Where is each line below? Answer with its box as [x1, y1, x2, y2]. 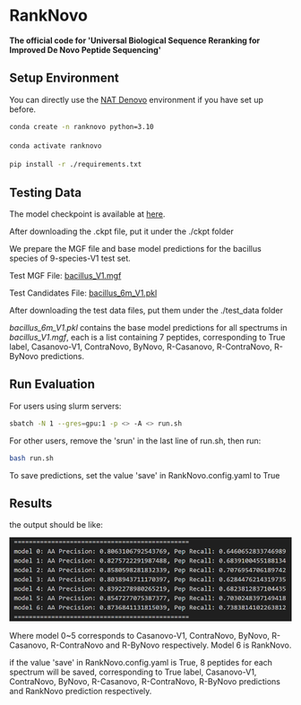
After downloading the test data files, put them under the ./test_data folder [9, 305, 284, 315]
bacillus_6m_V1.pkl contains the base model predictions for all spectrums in [9, 322, 288, 332]
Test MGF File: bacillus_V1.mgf [9, 270, 122, 280]
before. [9, 104, 37, 115]
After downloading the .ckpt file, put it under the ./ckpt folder [9, 226, 235, 236]
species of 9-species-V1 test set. [9, 253, 132, 263]
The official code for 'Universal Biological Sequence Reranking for [9, 35, 261, 46]
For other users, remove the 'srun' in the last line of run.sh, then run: [9, 435, 262, 446]
